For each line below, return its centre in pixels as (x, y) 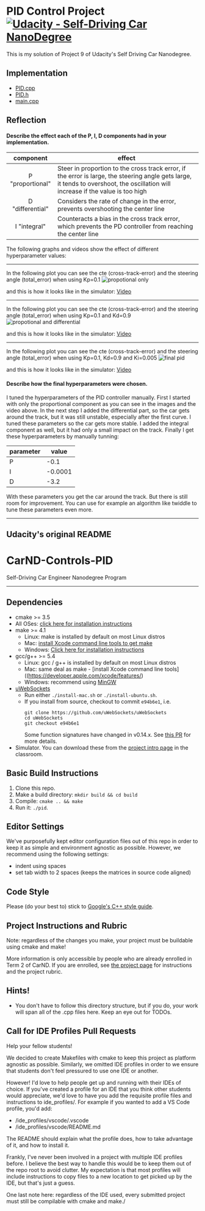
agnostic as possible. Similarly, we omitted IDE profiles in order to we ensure (103, 1064)
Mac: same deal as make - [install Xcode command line (94, 669)
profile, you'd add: (29, 1108)
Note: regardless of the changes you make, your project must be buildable (100, 940)
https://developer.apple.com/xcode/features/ (85, 675)
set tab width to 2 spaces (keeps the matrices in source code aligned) (103, 873)
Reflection (27, 120)
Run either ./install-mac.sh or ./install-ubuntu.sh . (91, 695)
